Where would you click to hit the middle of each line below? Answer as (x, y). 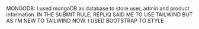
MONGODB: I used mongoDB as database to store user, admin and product (98, 8)
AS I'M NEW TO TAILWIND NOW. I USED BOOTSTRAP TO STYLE (85, 21)
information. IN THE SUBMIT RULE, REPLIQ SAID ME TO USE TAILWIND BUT (99, 14)
